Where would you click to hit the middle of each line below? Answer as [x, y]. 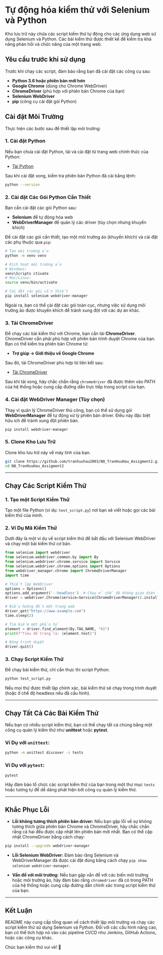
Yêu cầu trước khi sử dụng [45, 60]
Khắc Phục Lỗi [27, 810]
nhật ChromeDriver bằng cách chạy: [48, 837]
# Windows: [16, 269]
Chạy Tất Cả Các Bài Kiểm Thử [52, 713]
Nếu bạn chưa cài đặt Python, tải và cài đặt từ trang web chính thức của [77, 152]
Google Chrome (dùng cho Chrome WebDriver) [60, 86]
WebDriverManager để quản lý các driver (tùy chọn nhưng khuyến [79, 222]
